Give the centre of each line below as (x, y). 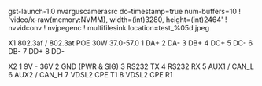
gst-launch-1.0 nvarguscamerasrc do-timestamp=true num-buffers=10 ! (125, 11)
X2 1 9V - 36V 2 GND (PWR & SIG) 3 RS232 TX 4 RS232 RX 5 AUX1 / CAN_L (131, 66)
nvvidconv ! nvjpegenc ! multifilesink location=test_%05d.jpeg (109, 28)
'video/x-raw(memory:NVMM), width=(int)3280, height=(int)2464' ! (118, 20)
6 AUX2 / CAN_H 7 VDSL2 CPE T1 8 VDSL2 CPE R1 (90, 75)
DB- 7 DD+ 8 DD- (37, 51)
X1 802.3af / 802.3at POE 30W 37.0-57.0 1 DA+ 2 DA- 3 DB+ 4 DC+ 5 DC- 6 (131, 43)
